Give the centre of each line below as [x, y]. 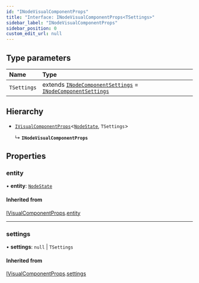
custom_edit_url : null [34, 34]
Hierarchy [25, 111]
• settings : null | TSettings [40, 247]
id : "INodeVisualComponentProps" [47, 12]
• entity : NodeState [29, 186]
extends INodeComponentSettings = [90, 84]
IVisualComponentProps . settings [46, 273]
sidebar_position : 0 [32, 28]
